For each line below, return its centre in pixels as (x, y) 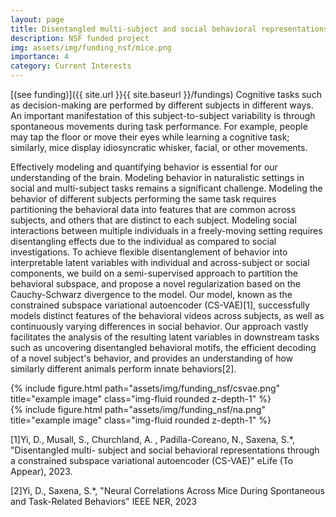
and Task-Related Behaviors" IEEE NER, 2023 (104, 501)
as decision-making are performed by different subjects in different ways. (162, 105)
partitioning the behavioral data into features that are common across (153, 209)
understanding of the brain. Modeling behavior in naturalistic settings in (157, 177)
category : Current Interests (71, 66)
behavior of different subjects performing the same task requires (143, 199)
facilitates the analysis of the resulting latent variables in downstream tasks (165, 337)
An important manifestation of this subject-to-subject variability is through (163, 115)
